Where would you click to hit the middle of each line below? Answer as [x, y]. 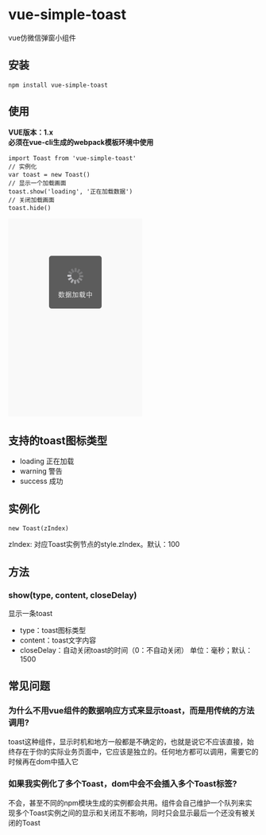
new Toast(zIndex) [39, 529]
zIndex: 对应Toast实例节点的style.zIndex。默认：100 [94, 544]
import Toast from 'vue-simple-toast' [72, 158]
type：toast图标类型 [53, 630]
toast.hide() [30, 208]
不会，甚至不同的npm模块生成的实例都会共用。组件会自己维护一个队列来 [127, 802]
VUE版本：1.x [31, 132]
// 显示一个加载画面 [37, 183]
